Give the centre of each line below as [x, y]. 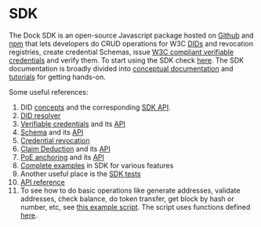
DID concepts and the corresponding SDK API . [95, 107]
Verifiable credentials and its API [73, 124]
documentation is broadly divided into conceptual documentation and [121, 68]
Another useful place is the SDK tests [80, 174]
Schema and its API [52, 132]
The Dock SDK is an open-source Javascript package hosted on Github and [131, 35]
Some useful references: [49, 92]
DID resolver [40, 115]
